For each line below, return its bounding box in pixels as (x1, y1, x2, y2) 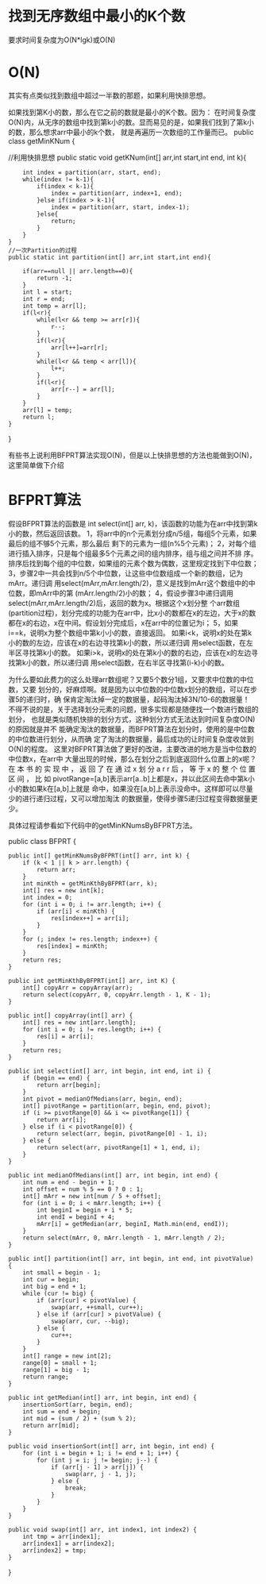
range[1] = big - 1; (22, 1366, 91, 1374)
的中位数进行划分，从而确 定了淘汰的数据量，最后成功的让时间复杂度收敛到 (8, 734, 254, 743)
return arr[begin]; (37, 1081, 102, 1089)
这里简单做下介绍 (8, 460, 64, 469)
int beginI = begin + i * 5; (37, 1206, 133, 1214)
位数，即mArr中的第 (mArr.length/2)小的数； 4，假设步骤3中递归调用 (8, 588, 234, 598)
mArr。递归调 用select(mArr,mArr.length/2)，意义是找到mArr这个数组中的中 (8, 578, 256, 588)
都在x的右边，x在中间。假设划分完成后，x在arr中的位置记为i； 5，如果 (8, 618, 239, 627)
